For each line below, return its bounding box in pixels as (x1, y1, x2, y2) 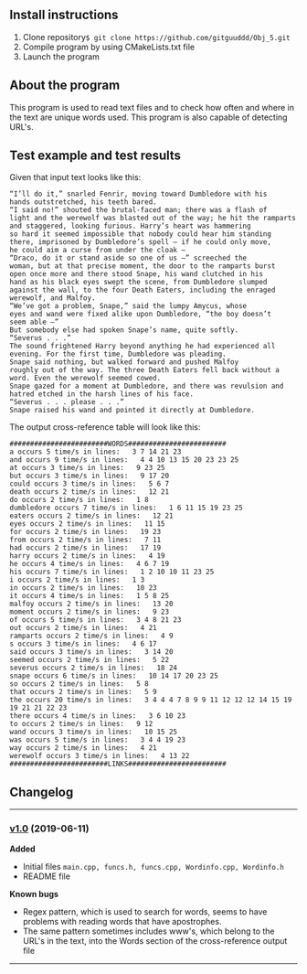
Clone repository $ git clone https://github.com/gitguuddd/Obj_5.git (22, 31, 291, 42)
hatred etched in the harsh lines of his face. (9, 390, 195, 399)
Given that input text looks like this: (9, 172, 142, 183)
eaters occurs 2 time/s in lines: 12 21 (9, 511, 174, 520)
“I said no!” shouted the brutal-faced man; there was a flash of (9, 206, 268, 215)
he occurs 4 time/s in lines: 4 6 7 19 (9, 560, 170, 569)
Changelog (9, 784, 74, 799)
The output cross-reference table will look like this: (9, 422, 201, 433)
